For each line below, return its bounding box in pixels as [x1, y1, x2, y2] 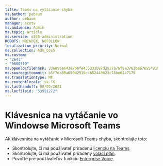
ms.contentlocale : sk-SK [5, 79, 55, 84]
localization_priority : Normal [5, 43, 68, 48]
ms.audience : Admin [5, 25, 45, 30]
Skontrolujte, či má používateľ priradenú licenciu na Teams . [12, 146, 131, 151]
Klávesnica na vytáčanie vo [5, 110, 118, 121]
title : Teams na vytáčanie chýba [5, 7, 73, 12]
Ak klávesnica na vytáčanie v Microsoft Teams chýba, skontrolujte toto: [5, 136, 147, 142]
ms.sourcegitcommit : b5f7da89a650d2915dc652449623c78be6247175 [5, 71, 136, 75]
